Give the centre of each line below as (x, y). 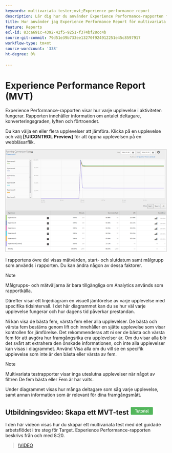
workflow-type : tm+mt (28, 44)
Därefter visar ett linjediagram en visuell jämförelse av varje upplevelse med (85, 301)
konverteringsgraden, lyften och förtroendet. (52, 121)
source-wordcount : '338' (32, 49)
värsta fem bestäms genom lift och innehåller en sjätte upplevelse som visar (85, 327)
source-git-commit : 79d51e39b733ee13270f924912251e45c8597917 (73, 38)
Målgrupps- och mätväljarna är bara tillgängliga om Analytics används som (84, 285)
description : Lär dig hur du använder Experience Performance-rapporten (84, 16)
